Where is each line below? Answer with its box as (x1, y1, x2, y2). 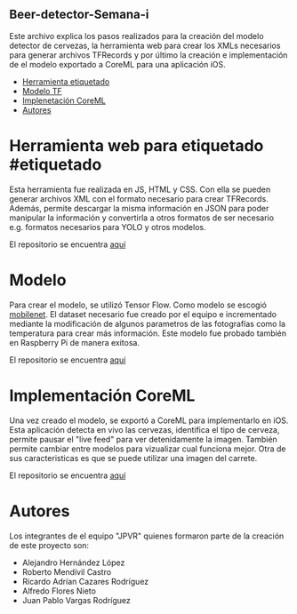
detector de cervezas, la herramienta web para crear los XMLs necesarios (9, 40, 281, 51)
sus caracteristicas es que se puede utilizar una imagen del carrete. (9, 452, 258, 463)
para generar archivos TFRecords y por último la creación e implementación (9, 49, 288, 60)
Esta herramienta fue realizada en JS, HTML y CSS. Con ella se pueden (9, 184, 271, 195)
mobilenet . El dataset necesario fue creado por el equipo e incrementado (9, 308, 277, 319)
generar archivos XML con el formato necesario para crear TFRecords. (9, 193, 269, 203)
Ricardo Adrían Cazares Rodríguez (21, 576, 149, 586)
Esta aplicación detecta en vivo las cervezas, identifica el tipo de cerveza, (9, 424, 280, 435)
